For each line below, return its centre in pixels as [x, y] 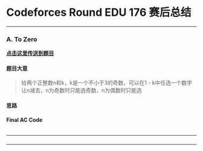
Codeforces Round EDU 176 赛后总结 [99, 12]
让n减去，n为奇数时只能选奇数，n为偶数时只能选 [81, 90]
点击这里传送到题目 [30, 53]
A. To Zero [22, 39]
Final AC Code [24, 119]
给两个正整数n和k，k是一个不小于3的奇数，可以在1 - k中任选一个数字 [106, 83]
